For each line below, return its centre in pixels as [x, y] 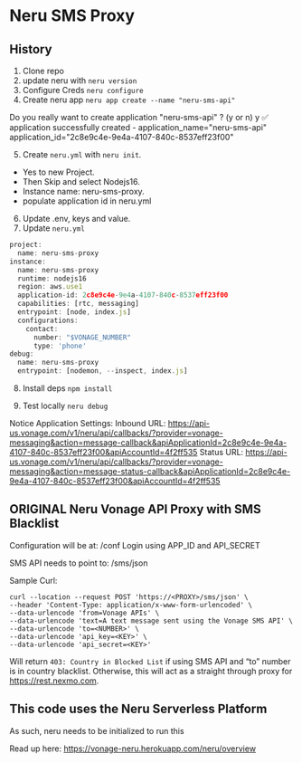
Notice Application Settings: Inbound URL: [88, 423]
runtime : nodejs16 [52, 278]
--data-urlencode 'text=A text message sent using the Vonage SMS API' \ [151, 621]
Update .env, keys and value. [76, 219]
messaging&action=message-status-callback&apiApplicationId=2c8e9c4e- [150, 471]
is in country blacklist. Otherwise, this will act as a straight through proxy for [151, 671]
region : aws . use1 [50, 287]
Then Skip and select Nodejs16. [81, 181]
